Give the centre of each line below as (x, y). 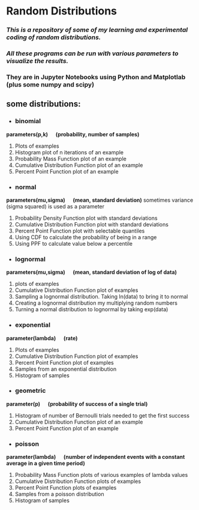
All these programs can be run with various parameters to (92, 53)
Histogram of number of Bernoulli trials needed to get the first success (102, 415)
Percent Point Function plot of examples (64, 362)
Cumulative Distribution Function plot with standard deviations (92, 224)
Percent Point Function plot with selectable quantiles (80, 231)
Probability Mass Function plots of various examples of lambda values (101, 475)
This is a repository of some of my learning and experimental (97, 30)
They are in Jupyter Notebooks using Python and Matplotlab (96, 77)
